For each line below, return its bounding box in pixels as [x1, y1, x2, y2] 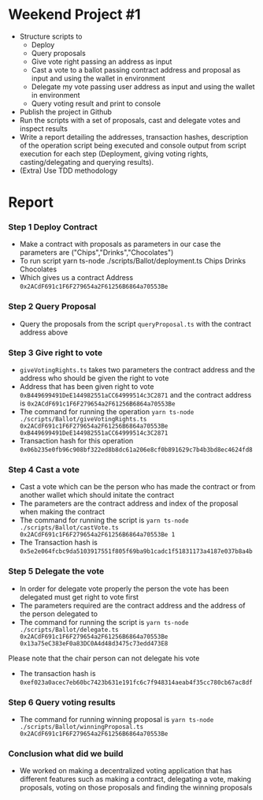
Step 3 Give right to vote [8, 347, 103, 358]
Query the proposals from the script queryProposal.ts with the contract [19, 319, 252, 328]
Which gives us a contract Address [19, 273, 134, 282]
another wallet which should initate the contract [19, 491, 175, 500]
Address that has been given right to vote [19, 382, 154, 391]
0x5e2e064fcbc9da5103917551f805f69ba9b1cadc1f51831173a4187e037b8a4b [19, 548, 254, 555]
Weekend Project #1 [8, 6, 141, 24]
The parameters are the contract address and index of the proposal [19, 499, 239, 508]
